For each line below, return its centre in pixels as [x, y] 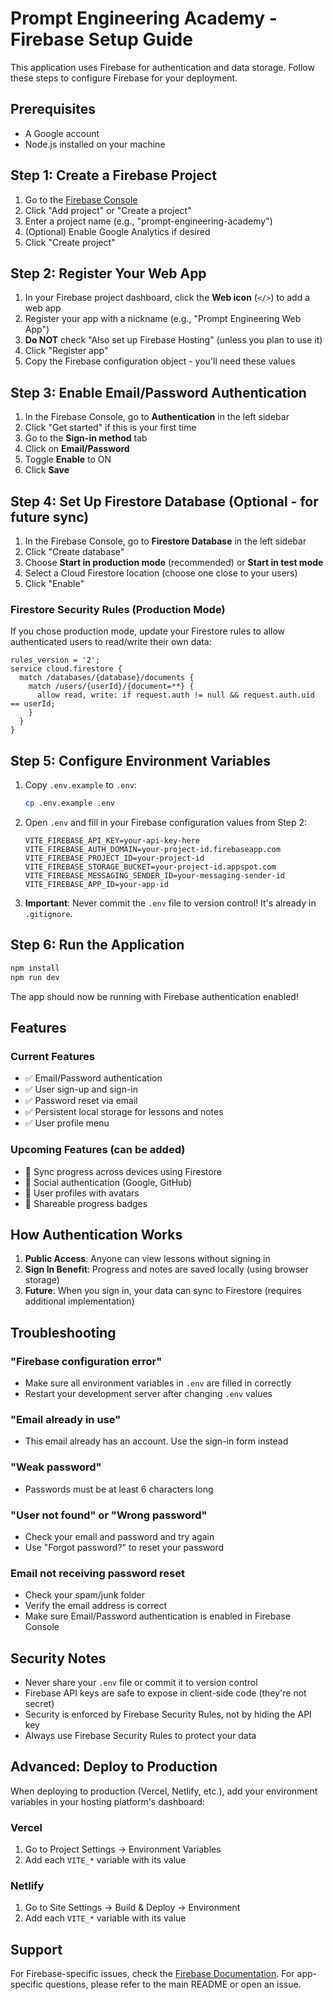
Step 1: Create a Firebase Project [113, 175]
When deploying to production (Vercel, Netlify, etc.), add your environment [164, 1791]
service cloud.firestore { [66, 669]
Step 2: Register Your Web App [108, 273]
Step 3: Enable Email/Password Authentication [158, 392]
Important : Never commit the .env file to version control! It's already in [170, 903]
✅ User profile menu [67, 1123]
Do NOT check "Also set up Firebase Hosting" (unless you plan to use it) [173, 340]
